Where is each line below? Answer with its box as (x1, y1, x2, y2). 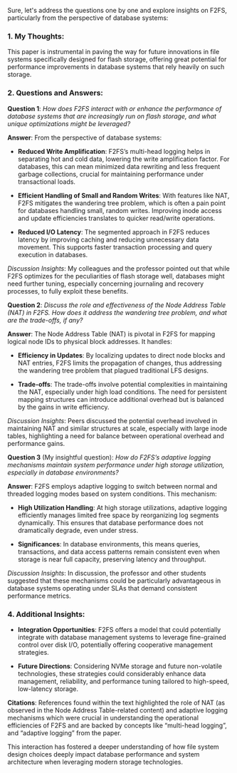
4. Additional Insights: (7, 609, 85, 619)
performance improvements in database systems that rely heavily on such (7, 63, 225, 71)
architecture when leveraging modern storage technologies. (7, 757, 184, 766)
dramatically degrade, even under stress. (17, 526, 139, 534)
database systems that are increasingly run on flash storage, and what (7, 112, 217, 120)
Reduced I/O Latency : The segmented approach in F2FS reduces (17, 227, 210, 236)
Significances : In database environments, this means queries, (17, 539, 201, 548)
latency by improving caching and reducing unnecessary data (17, 235, 199, 244)
